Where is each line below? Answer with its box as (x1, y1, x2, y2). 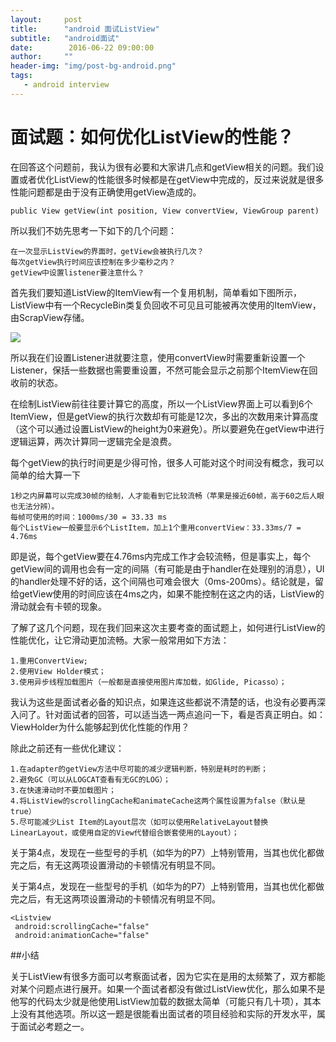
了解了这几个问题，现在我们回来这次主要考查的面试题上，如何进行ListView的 (10, 621, 326, 633)
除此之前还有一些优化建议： (10, 742, 125, 754)
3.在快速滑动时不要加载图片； (10, 785, 117, 795)
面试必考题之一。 (18, 1020, 90, 1032)
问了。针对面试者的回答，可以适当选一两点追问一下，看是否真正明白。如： (18, 708, 326, 720)
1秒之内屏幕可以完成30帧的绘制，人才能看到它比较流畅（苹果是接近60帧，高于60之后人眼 (10, 491, 325, 501)
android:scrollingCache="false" (14, 921, 150, 931)
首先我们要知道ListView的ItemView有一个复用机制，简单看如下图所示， (10, 286, 303, 298)
